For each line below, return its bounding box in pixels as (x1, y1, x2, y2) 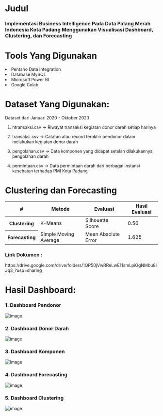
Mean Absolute (85, 231, 120, 237)
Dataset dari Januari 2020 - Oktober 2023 (5, 115, 90, 120)
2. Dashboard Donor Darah (5, 325, 69, 332)
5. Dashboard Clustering (5, 394, 64, 401)
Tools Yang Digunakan (5, 50, 97, 61)
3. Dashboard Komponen (5, 348, 65, 355)
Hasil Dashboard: (5, 284, 76, 296)
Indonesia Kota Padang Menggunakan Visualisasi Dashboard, (5, 26, 154, 33)
